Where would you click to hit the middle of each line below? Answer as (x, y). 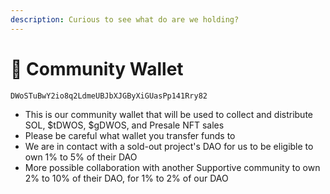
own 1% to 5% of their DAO (81, 157)
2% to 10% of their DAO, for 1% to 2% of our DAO (126, 178)
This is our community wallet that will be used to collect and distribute (168, 114)
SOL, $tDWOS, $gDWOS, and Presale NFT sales (124, 125)
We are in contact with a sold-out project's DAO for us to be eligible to (169, 146)
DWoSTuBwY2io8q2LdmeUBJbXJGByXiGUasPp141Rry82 (109, 96)
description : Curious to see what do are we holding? (125, 19)
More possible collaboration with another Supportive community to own (172, 167)
